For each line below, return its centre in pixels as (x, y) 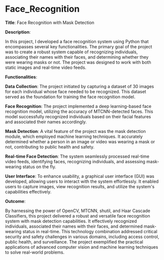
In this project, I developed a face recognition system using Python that (77, 41)
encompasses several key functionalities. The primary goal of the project (79, 46)
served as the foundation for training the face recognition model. (70, 97)
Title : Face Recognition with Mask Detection (50, 22)
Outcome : (15, 201)
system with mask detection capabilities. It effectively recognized (71, 221)
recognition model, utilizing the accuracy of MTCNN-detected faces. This (79, 111)
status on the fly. (39, 167)
